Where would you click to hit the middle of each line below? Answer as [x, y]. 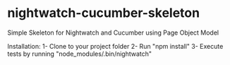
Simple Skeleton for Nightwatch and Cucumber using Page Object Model [113, 32]
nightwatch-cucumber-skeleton [103, 13]
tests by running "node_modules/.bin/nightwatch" [80, 54]
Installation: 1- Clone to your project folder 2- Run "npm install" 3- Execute [115, 46]
